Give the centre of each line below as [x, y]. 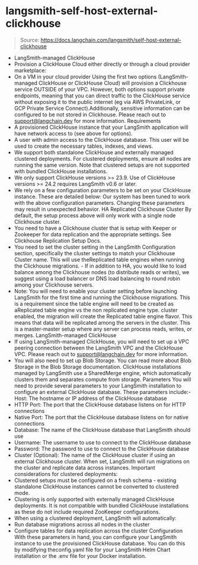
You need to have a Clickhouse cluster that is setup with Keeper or [95, 228]
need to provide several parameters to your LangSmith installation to [98, 385]
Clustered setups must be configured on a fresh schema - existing [95, 480]
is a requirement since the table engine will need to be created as [94, 303]
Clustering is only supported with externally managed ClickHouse [94, 499]
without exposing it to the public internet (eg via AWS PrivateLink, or [98, 101]
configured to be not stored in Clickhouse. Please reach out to [90, 115]
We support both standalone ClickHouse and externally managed [94, 152]
